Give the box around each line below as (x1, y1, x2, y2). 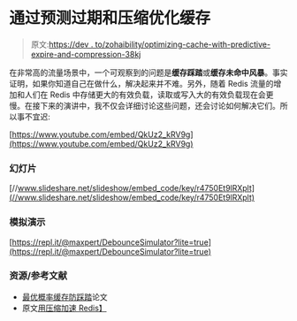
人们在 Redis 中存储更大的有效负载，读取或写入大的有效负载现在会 (24, 89, 267, 100)
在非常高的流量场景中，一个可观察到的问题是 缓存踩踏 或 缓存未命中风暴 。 (9, 67, 272, 78)
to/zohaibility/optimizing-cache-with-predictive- (95, 39, 271, 50)
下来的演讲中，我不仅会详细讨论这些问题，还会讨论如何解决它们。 (39, 100, 280, 111)
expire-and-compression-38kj (30, 49, 141, 59)
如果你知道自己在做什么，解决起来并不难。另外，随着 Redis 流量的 (32, 78, 274, 88)
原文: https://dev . (30, 39, 94, 50)
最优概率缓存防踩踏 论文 (21, 291, 108, 302)
